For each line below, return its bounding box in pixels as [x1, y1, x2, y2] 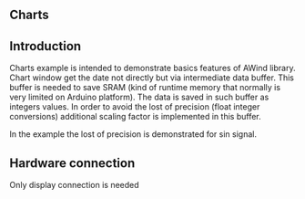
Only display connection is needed [9, 180, 139, 191]
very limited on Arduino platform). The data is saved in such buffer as [9, 91, 269, 103]
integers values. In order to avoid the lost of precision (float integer [9, 101, 260, 112]
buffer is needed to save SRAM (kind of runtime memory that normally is [9, 82, 280, 93]
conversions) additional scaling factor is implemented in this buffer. [9, 111, 261, 122]
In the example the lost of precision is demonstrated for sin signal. [9, 129, 258, 140]
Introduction [9, 38, 82, 54]
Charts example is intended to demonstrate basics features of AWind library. [9, 63, 296, 74]
